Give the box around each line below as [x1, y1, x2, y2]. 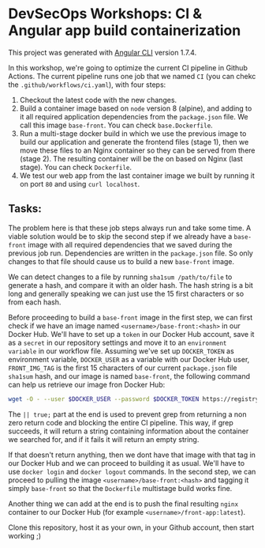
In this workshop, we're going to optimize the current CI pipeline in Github [8, 62, 248, 72]
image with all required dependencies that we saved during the [27, 240, 233, 249]
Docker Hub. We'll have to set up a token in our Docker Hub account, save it [8, 329, 255, 338]
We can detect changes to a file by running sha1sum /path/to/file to [8, 272, 233, 282]
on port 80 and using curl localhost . [19, 179, 140, 188]
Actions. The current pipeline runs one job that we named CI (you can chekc [8, 71, 256, 81]
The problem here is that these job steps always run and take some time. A [8, 223, 252, 232]
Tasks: [8, 202, 42, 216]
